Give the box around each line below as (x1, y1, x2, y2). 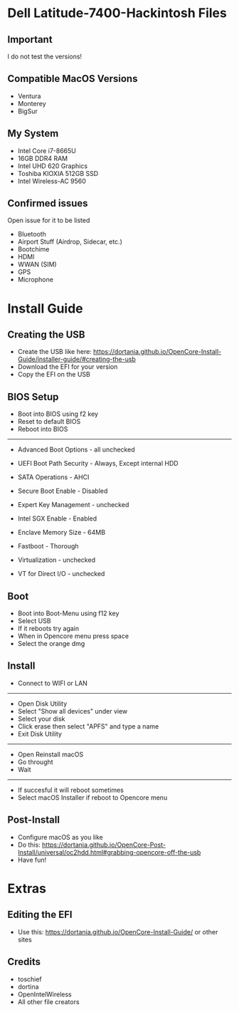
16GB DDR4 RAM (17, 154, 68, 162)
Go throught (17, 757, 53, 766)
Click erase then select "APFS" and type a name (17, 721, 159, 731)
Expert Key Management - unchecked (17, 501, 129, 509)
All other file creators (17, 997, 80, 1006)
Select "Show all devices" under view (17, 706, 128, 715)
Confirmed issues (7, 197, 88, 209)
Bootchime (17, 245, 50, 254)
